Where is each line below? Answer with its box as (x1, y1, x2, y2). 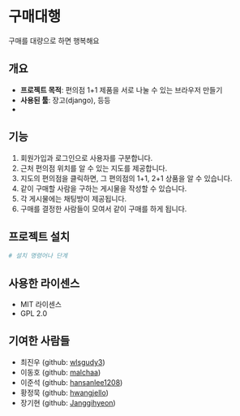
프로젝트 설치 (8, 229, 71, 244)
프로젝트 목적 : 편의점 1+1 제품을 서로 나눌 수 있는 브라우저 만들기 (19, 84, 223, 94)
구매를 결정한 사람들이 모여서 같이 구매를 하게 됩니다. (19, 204, 187, 214)
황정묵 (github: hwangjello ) (19, 388, 109, 397)
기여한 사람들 (8, 334, 71, 348)
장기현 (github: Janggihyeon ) (19, 397, 116, 407)
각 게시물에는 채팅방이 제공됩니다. (19, 193, 127, 203)
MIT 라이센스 (19, 300, 62, 310)
